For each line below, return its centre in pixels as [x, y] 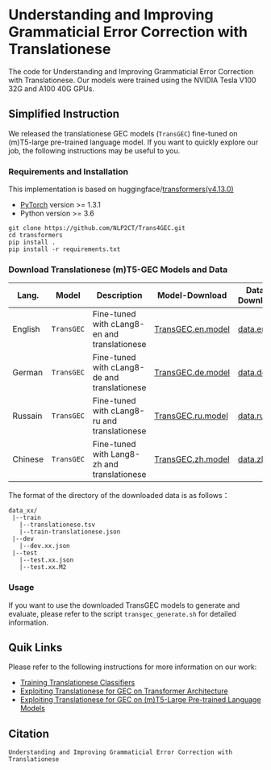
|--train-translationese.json [70, 532]
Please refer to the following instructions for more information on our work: [133, 667]
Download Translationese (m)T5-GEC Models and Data [118, 270]
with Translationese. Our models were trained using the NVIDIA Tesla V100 [132, 80]
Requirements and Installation [69, 171]
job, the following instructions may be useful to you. [94, 150]
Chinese [28, 459]
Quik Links [35, 648]
